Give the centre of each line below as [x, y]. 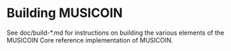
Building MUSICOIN [65, 13]
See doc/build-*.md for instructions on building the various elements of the [115, 33]
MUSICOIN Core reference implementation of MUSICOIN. [90, 40]
